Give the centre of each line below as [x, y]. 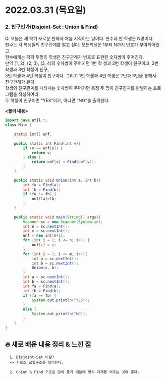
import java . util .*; [27, 120]
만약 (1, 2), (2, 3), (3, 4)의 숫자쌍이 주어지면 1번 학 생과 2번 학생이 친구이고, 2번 [82, 63]
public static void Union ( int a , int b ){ [57, 180]
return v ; [42, 153]
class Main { [19, 125]
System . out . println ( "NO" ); [59, 314]
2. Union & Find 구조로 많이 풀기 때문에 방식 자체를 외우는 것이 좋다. [75, 372]
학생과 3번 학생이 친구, [27, 69]
